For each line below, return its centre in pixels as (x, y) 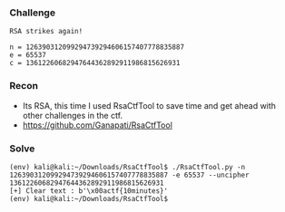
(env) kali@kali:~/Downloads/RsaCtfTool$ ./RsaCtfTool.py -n (128, 167)
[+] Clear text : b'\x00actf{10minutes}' (89, 191)
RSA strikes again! (46, 32)
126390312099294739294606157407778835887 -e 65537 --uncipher (129, 175)
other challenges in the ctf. (73, 115)
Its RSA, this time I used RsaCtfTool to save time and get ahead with (149, 105)
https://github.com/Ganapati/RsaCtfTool (97, 125)
